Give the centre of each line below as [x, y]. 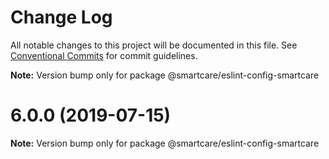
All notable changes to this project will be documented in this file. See [154, 45]
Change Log [61, 17]
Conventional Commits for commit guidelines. [104, 55]
